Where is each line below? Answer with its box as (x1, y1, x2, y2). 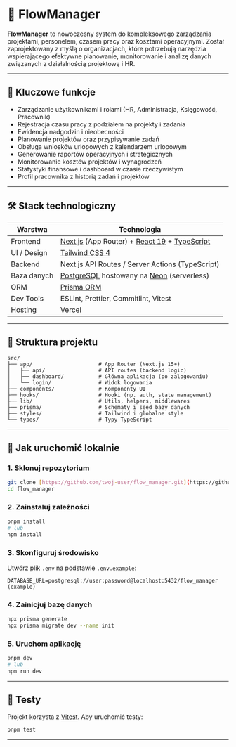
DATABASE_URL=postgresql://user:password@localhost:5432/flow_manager (7, 578, 218, 585)
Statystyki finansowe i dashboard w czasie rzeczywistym (17, 164, 184, 173)
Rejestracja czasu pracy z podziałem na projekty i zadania (17, 119, 186, 129)
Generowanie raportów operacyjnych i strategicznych (17, 150, 173, 158)
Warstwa (16, 224, 48, 234)
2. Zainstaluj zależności (7, 502, 90, 512)
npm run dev (7, 668, 42, 675)
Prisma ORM (60, 282, 102, 292)
